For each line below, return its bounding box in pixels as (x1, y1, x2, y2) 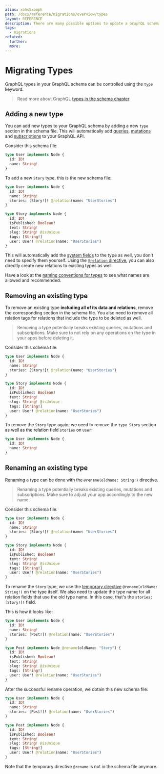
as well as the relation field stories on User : (5, 427, 93, 433)
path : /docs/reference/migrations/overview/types (5, 12, 108, 17)
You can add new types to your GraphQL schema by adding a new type (5, 123, 148, 129)
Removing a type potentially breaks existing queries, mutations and (17, 325, 152, 331)
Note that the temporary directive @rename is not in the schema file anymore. (5, 763, 158, 769)
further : (9, 39, 27, 44)
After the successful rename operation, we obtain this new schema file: (5, 686, 148, 692)
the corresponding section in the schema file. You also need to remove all (5, 310, 153, 316)
